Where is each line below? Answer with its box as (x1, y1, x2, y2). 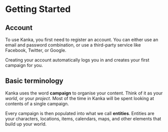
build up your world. (5, 121, 47, 127)
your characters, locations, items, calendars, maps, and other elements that (5, 115, 161, 121)
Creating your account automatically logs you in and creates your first (5, 57, 149, 63)
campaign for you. (5, 62, 43, 68)
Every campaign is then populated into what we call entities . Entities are (5, 110, 154, 116)
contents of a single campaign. (5, 100, 69, 106)
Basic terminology (5, 76, 64, 85)
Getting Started (5, 3, 71, 15)
